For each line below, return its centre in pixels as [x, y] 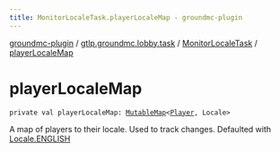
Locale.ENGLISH [40, 139]
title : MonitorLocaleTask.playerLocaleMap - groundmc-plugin [126, 17]
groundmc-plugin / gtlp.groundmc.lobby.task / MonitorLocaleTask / [134, 43]
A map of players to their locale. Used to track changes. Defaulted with [140, 129]
